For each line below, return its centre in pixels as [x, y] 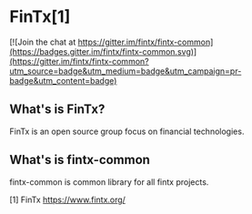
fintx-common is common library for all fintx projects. [109, 182]
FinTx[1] [40, 17]
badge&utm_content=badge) [63, 80]
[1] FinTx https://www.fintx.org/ [67, 199]
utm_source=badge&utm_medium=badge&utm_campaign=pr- [126, 71]
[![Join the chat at [43, 42]
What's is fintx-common [80, 160]
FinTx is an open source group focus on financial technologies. [127, 131]
